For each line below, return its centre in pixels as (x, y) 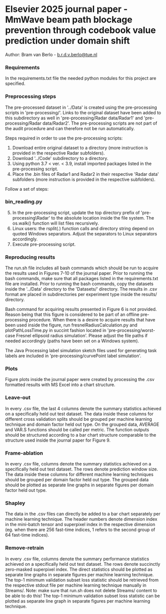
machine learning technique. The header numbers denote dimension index (81, 519)
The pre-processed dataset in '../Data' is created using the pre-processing (81, 107)
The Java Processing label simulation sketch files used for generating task (81, 351)
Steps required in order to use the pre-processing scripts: (64, 138)
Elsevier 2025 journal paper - (66, 9)
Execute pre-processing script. (44, 244)
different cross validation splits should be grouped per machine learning (79, 419)
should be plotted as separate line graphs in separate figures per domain (80, 485)
